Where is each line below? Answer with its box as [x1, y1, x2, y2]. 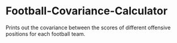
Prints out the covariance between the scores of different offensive [5, 24, 171, 31]
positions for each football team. [5, 30, 86, 37]
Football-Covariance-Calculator [5, 4, 168, 18]
